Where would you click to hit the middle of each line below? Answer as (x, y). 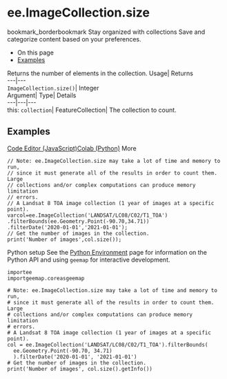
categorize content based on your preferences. (74, 39)
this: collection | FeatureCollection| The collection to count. (92, 110)
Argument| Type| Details (42, 95)
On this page (35, 52)
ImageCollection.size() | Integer (53, 88)
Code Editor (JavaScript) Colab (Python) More (72, 148)
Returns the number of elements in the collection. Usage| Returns (100, 73)
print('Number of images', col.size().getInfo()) (80, 369)
